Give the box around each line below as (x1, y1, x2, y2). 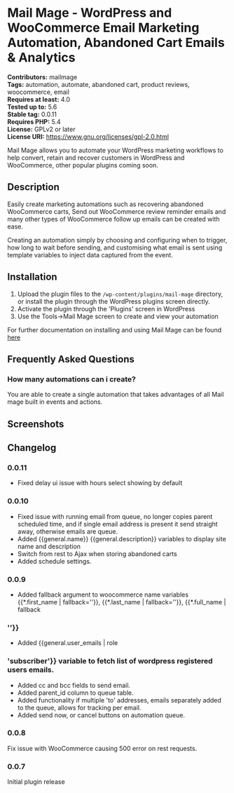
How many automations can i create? (7, 374, 137, 384)
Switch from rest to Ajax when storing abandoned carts (17, 549, 177, 558)
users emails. (7, 665, 55, 675)
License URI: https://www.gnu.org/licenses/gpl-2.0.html (7, 132, 170, 141)
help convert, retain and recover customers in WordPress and (7, 153, 185, 162)
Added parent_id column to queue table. (17, 689, 135, 697)
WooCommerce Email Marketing (7, 20, 200, 36)
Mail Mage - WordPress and (7, 5, 172, 21)
